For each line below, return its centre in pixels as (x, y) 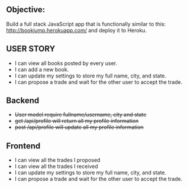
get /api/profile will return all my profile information (77, 121)
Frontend (23, 146)
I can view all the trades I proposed (57, 160)
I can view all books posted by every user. (66, 63)
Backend (23, 101)
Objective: (26, 10)
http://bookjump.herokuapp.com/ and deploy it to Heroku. (77, 30)
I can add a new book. (42, 69)
